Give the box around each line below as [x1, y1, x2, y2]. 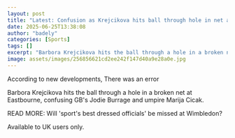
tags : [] [7, 43, 33, 49]
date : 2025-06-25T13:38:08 [7, 23, 86, 30]
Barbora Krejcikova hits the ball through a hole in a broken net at [7, 88, 192, 96]
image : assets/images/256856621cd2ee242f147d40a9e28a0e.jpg [7, 56, 187, 63]
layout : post [7, 10, 45, 17]
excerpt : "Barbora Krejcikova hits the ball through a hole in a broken [7, 49, 224, 56]
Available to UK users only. [7, 123, 85, 131]
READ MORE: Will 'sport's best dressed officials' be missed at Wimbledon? [7, 109, 222, 117]
